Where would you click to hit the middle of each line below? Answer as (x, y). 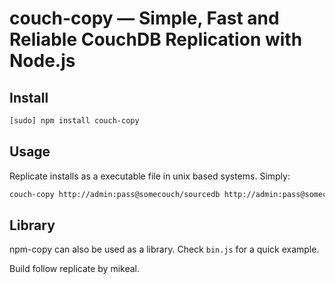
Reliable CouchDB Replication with (156, 39)
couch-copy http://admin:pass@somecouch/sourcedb (115, 194)
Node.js (42, 61)
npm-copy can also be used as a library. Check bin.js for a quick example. (164, 249)
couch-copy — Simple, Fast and (144, 18)
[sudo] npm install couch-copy (74, 121)
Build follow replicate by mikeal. (75, 269)
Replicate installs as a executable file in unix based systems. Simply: (150, 176)
